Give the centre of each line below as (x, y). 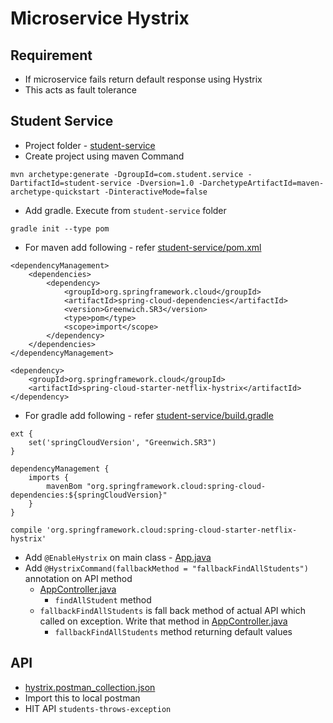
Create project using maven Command (104, 156)
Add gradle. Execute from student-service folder (125, 210)
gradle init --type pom (60, 228)
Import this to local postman (82, 698)
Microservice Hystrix (100, 18)
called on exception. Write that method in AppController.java (163, 621)
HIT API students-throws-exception (98, 708)
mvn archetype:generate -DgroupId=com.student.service (127, 174)
